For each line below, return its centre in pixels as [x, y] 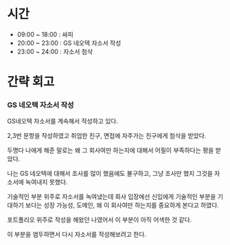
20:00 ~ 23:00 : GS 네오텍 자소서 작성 [69, 43]
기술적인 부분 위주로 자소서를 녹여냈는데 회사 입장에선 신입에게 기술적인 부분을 [112, 197]
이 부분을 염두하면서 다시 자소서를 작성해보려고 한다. [77, 235]
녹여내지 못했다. [46, 182]
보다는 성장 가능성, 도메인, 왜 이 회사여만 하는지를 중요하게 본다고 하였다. [122, 205]
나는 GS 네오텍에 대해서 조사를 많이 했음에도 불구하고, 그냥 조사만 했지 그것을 [110, 174]
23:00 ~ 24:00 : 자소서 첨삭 [55, 51]
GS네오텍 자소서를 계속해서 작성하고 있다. [63, 121]
